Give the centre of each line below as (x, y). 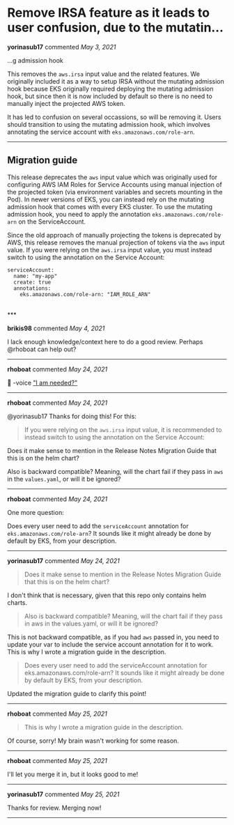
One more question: (36, 512)
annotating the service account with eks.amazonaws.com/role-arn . (101, 132)
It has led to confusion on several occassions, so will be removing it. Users (114, 117)
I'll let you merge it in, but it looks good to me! (73, 774)
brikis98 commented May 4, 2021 (56, 328)
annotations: (32, 288)
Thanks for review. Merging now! (54, 808)
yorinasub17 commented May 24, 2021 (63, 561)
